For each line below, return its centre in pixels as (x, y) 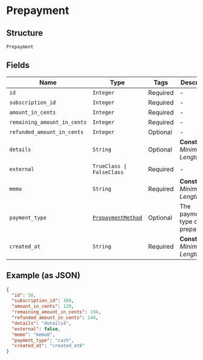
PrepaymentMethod (118, 218)
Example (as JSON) (43, 275)
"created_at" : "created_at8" (48, 346)
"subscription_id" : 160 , (43, 301)
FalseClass (108, 172)
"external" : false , (36, 329)
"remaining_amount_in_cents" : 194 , (56, 312)
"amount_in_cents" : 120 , (43, 307)
